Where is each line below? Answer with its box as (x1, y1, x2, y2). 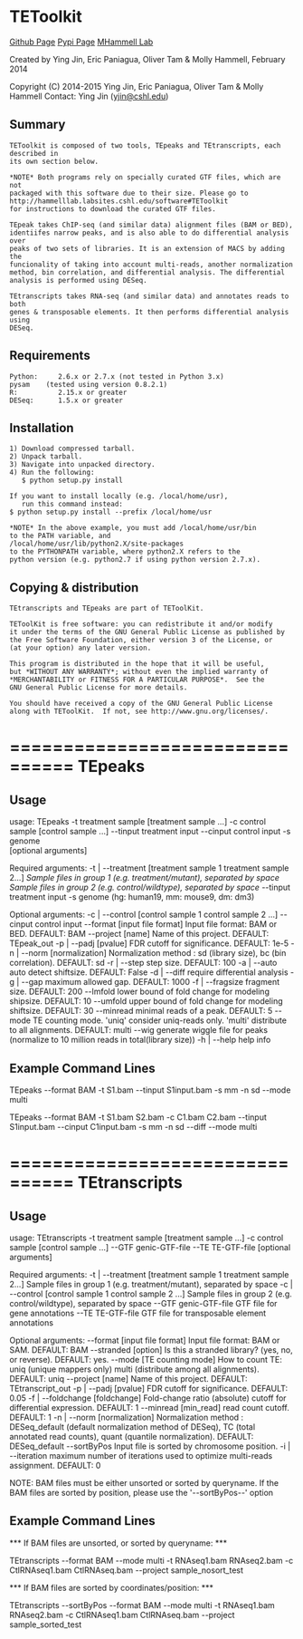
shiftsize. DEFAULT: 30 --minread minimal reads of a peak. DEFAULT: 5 (9, 1006, 273, 1017)
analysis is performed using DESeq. (9, 275, 147, 284)
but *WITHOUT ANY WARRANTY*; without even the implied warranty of (9, 668, 270, 677)
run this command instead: (21, 500, 124, 509)
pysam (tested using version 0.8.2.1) (9, 380, 168, 389)
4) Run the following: (9, 468, 95, 477)
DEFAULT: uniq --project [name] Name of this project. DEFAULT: (9, 1374, 248, 1384)
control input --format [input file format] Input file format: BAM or (34, 919, 278, 930)
